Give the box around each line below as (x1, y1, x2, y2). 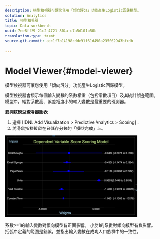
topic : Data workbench (5, 23, 51, 28)
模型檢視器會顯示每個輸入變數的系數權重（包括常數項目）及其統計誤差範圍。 (5, 92, 158, 98)
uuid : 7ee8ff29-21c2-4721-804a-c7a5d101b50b (5, 28, 96, 34)
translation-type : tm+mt (5, 34, 55, 38)
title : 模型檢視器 (5, 18, 39, 23)
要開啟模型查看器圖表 (5, 109, 48, 114)
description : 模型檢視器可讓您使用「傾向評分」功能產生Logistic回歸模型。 (5, 8, 141, 13)
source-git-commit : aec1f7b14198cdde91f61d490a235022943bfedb (5, 39, 133, 44)
